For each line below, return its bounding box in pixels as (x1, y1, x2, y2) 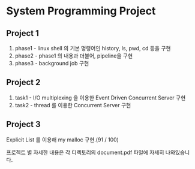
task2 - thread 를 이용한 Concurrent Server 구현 (14, 101, 131, 108)
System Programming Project (6, 4, 156, 18)
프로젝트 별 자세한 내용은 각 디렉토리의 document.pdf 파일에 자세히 (6, 149, 164, 156)
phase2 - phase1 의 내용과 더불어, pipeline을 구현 (14, 52, 133, 59)
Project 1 (6, 28, 39, 38)
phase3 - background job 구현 (14, 60, 89, 67)
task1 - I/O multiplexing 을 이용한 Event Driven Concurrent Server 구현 (14, 94, 186, 101)
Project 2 (6, 77, 41, 87)
